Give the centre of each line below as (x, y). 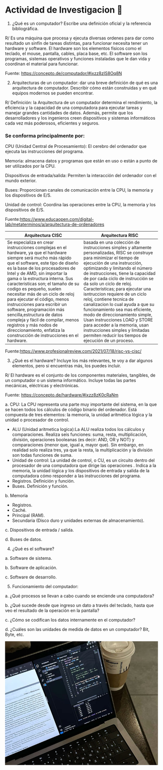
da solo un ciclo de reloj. (108, 284)
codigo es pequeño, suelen (34, 288)
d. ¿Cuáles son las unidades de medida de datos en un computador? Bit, (77, 629)
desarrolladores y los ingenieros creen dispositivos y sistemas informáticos (80, 118)
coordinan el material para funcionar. (42, 64)
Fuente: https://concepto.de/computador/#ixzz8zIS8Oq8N (64, 73)
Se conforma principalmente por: (45, 136)
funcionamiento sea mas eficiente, (118, 309)
